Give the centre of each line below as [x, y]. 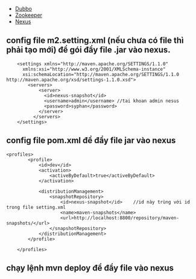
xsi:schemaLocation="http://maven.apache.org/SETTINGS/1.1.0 [101, 74]
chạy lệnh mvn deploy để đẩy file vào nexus [90, 268]
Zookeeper [29, 15]
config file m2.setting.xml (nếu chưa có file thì [95, 41]
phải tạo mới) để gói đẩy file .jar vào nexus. [88, 50]
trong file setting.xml [36, 207]
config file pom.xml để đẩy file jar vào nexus [91, 140]
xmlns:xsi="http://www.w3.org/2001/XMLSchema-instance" [94, 69]
